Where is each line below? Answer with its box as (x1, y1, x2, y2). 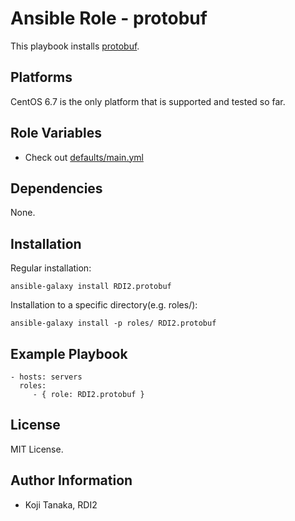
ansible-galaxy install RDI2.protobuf (10, 282, 172, 292)
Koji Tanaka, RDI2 (24, 498, 98, 511)
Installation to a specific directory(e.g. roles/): (10, 299, 198, 311)
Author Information (10, 472, 133, 489)
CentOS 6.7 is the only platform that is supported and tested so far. (10, 95, 286, 107)
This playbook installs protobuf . (10, 40, 140, 52)
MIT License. (10, 443, 64, 455)
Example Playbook (10, 345, 128, 362)
